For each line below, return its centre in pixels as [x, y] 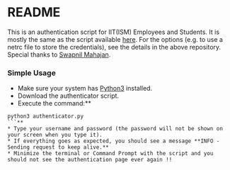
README [34, 12]
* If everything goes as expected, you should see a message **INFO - [114, 141]
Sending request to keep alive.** [58, 147]
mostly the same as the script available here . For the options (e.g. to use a [115, 39]
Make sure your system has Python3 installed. [85, 89]
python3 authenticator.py [45, 117]
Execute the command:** [54, 103]
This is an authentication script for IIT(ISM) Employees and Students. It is [114, 32]
